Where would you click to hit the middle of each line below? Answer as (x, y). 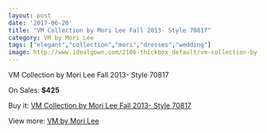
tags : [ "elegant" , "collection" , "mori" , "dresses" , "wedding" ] (110, 45)
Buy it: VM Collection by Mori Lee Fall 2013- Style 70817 (100, 105)
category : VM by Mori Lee (51, 38)
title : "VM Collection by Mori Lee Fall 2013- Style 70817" (110, 30)
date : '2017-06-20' (41, 23)
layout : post (30, 15)
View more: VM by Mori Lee (54, 121)
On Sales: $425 (34, 90)
